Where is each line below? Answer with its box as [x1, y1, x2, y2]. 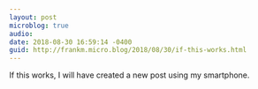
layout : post [9, 12, 57, 22]
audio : [9, 29, 34, 38]
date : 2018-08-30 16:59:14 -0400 [9, 37, 133, 47]
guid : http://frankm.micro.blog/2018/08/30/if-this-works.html [9, 46, 247, 55]
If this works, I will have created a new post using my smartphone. [9, 70, 250, 80]
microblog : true [9, 21, 69, 30]
